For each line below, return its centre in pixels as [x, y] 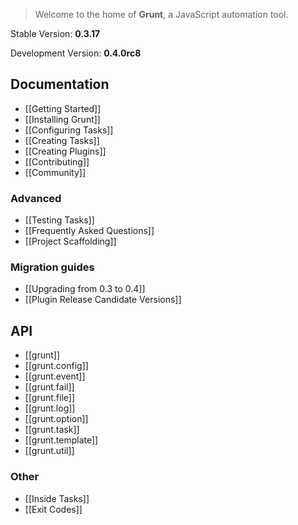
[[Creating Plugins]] [65, 151]
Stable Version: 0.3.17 [55, 33]
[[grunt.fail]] [49, 387]
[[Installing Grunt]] [62, 119]
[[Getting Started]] [63, 108]
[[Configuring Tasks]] [69, 130]
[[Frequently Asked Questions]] [89, 231]
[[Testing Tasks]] [59, 220]
